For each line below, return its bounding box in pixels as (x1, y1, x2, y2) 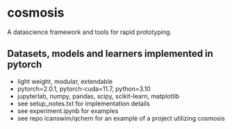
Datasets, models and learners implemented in (7, 48, 214, 60)
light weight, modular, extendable (17, 77, 113, 85)
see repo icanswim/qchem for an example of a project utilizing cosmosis (17, 114, 226, 122)
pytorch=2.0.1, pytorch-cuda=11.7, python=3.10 (17, 85, 151, 93)
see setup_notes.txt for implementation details (17, 99, 151, 108)
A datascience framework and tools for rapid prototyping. (7, 28, 172, 36)
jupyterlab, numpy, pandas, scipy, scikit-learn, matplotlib (17, 92, 179, 100)
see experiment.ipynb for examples (17, 106, 119, 115)
